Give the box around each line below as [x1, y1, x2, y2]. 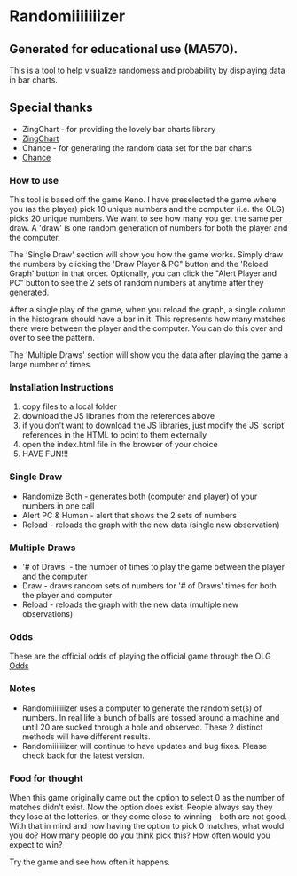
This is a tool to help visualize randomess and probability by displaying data [9, 65, 285, 75]
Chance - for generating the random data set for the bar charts [21, 142, 253, 153]
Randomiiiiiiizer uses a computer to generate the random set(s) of [21, 703, 262, 714]
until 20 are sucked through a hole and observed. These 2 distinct [21, 722, 263, 732]
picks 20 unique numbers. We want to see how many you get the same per [9, 213, 283, 224]
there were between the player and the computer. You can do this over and [9, 323, 284, 334]
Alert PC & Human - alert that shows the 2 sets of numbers [21, 509, 238, 520]
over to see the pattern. [9, 333, 96, 343]
